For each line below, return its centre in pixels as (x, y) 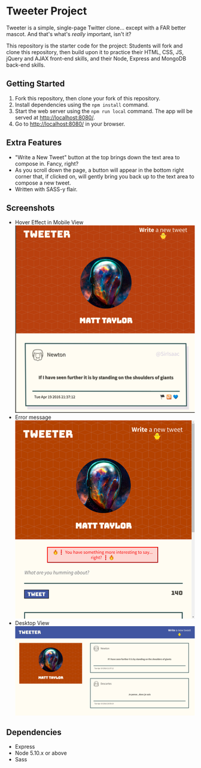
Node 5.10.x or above (41, 753)
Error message (33, 417)
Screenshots (31, 208)
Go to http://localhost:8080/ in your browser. (70, 124)
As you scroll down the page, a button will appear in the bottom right (99, 170)
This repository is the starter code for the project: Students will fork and (95, 46)
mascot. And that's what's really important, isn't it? (69, 34)
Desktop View (32, 623)
